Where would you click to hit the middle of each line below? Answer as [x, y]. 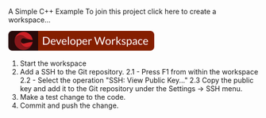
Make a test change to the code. [73, 97]
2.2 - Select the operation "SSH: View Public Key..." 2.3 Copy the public [137, 80]
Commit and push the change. [69, 105]
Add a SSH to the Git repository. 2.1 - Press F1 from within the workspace [139, 72]
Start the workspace [53, 63]
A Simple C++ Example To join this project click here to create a [112, 11]
